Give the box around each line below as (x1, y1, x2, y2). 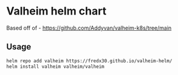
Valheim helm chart (6, 4, 107, 18)
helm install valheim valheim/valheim (6, 64, 104, 70)
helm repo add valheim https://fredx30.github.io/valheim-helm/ (6, 57, 173, 64)
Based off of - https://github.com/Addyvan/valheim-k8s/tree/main (6, 24, 172, 31)
